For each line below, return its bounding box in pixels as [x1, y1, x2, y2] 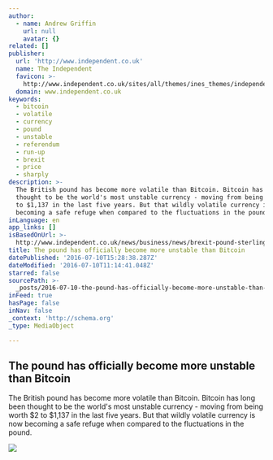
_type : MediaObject [8, 322, 75, 330]
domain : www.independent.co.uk [15, 87, 122, 96]
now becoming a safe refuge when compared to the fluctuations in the [8, 419, 245, 429]
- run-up [15, 148, 45, 156]
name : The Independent [15, 65, 93, 73]
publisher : [8, 50, 45, 58]
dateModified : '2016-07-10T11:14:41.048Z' [8, 261, 154, 269]
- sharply [15, 171, 49, 179]
